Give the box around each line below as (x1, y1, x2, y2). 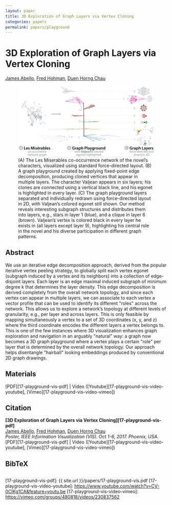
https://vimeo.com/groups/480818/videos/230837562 (5, 494, 120, 500)
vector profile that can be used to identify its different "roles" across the (5, 300, 157, 306)
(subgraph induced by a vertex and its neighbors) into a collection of (5, 273, 150, 279)
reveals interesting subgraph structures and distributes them (18, 206, 146, 212)
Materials (5, 370, 36, 379)
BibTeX (5, 459, 28, 468)
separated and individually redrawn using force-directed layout (18, 195, 151, 201)
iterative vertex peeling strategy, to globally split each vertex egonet (5, 267, 149, 273)
